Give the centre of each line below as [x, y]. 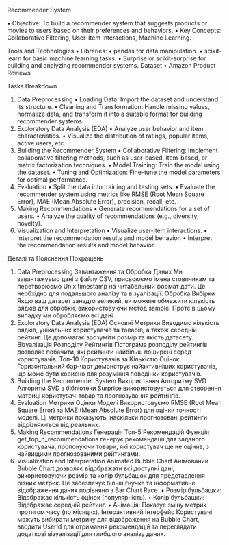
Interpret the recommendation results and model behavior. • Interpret [114, 238]
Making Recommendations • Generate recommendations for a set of [113, 209]
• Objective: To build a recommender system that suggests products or [107, 23]
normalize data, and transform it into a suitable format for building [110, 114]
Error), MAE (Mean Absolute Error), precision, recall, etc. [96, 201]
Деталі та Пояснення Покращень [55, 258]
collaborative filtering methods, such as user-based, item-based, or [112, 158]
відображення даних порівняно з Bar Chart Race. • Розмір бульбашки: [119, 490]
